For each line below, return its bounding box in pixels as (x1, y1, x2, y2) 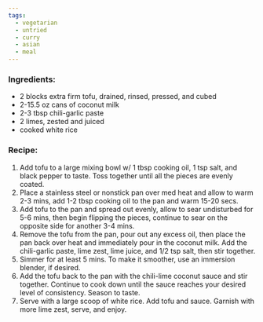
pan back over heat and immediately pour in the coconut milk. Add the (19, 237, 247, 247)
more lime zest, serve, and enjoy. (19, 304, 127, 314)
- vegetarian (15, 19, 58, 27)
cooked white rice (19, 125, 79, 134)
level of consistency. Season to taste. (19, 287, 141, 297)
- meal (15, 48, 37, 56)
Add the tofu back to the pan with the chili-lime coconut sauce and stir (19, 271, 248, 280)
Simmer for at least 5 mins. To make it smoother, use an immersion (19, 254, 236, 264)
